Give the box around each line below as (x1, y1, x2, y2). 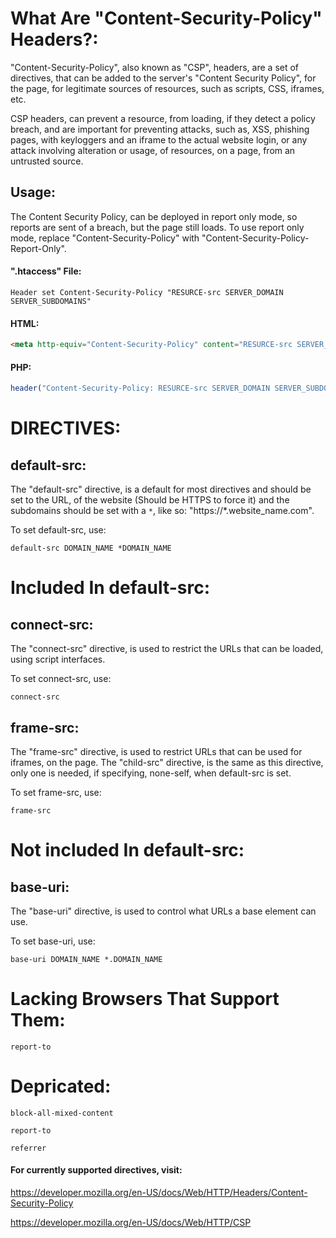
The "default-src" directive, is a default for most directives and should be (10, 483, 312, 496)
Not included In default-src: (10, 839, 245, 862)
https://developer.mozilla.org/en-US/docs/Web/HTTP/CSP (10, 1217, 252, 1228)
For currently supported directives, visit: (10, 1164, 183, 1176)
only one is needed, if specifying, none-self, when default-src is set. (10, 767, 292, 779)
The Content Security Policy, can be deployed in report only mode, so (10, 210, 298, 222)
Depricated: (10, 1075, 112, 1098)
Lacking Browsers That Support (10, 988, 280, 1011)
